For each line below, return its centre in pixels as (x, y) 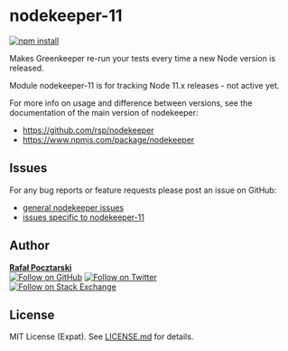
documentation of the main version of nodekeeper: (104, 112)
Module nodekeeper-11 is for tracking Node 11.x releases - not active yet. (144, 85)
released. (27, 68)
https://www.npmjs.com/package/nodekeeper (108, 139)
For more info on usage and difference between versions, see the (131, 103)
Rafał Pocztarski (41, 267)
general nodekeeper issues (73, 207)
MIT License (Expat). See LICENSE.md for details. (102, 337)
